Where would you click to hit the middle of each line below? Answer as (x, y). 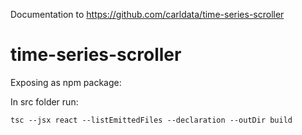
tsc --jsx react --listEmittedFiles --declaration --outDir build (151, 120)
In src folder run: (44, 101)
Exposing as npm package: (66, 82)
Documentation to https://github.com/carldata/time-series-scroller (147, 14)
